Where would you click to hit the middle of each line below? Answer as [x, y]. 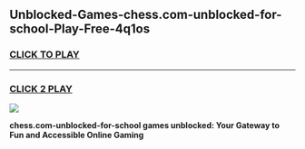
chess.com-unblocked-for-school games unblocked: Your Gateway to [144, 125]
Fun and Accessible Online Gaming [77, 135]
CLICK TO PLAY [44, 55]
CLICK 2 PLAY [41, 88]
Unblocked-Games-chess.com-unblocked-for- [146, 15]
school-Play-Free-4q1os [80, 29]
